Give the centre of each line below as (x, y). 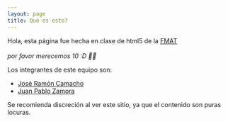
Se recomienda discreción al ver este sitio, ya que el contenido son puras (114, 104)
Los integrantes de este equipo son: (59, 70)
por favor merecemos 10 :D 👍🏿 (52, 56)
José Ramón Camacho (51, 83)
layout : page (27, 14)
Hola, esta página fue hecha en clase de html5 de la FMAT (92, 40)
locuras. (19, 112)
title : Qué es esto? (38, 21)
